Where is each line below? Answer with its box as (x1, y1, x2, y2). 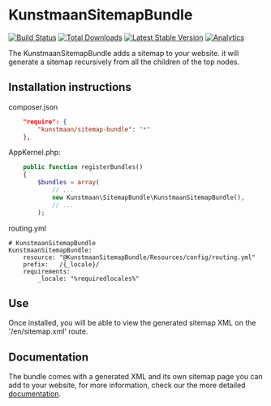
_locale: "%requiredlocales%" (37, 274, 140, 283)
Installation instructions (8, 80, 131, 94)
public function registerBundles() (23, 163, 144, 171)
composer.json (8, 101, 58, 111)
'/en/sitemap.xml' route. (8, 326, 88, 336)
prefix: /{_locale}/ (23, 260, 100, 269)
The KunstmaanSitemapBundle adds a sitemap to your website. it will (8, 48, 239, 58)
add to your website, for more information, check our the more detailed (8, 380, 246, 391)
